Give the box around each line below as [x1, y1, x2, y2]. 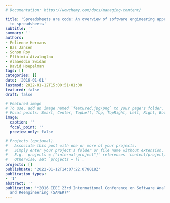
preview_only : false [10, 129, 53, 134]
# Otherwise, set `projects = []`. [5, 157, 85, 163]
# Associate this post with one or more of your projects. [5, 143, 137, 148]
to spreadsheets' [10, 21, 47, 26]
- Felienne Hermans [5, 40, 47, 46]
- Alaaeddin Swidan [5, 59, 47, 64]
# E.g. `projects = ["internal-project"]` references [5, 152, 125, 157]
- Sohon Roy [5, 49, 30, 55]
